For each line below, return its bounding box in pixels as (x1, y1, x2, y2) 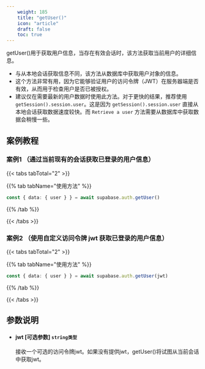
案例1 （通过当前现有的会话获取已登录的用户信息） (6, 155, 155, 164)
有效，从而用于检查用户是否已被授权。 (15, 85, 112, 92)
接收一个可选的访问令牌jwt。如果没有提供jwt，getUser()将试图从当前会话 (15, 348, 199, 356)
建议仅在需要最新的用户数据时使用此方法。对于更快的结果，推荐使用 (15, 93, 187, 100)
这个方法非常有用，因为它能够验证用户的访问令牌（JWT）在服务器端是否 (15, 78, 199, 85)
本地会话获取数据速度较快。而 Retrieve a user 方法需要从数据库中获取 (15, 108, 194, 116)
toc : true (17, 32, 43, 38)
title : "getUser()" (17, 15, 67, 21)
